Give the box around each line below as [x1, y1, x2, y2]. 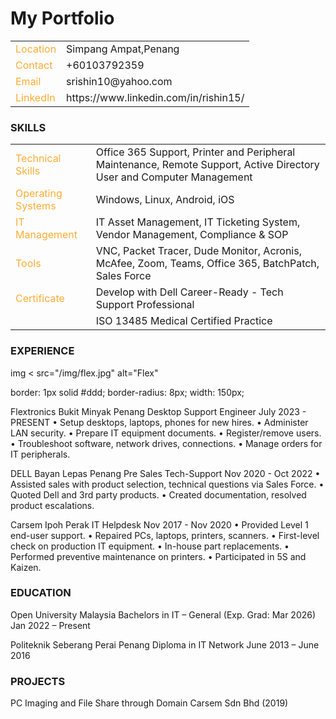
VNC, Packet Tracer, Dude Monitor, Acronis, [95, 244, 302, 258]
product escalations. [10, 499, 95, 511]
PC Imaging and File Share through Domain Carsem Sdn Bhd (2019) [10, 697, 289, 709]
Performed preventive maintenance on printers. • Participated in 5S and [10, 550, 307, 562]
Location [15, 42, 57, 56]
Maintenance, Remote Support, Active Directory [95, 158, 320, 172]
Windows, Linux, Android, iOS [95, 193, 235, 207]
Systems [15, 199, 57, 213]
